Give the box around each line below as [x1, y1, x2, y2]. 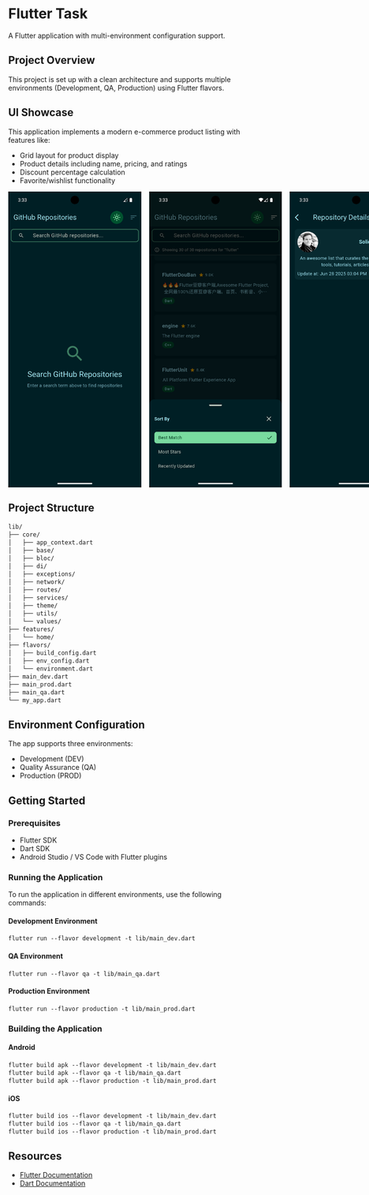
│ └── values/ [8, 618, 61, 626]
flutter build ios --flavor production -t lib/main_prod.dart [8, 1128, 217, 1136]
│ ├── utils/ [8, 610, 58, 618]
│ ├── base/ [8, 547, 55, 555]
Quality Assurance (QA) [19, 763, 97, 772]
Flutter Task [8, 5, 88, 23]
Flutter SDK [19, 835, 58, 845]
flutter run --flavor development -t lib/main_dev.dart [8, 935, 196, 943]
